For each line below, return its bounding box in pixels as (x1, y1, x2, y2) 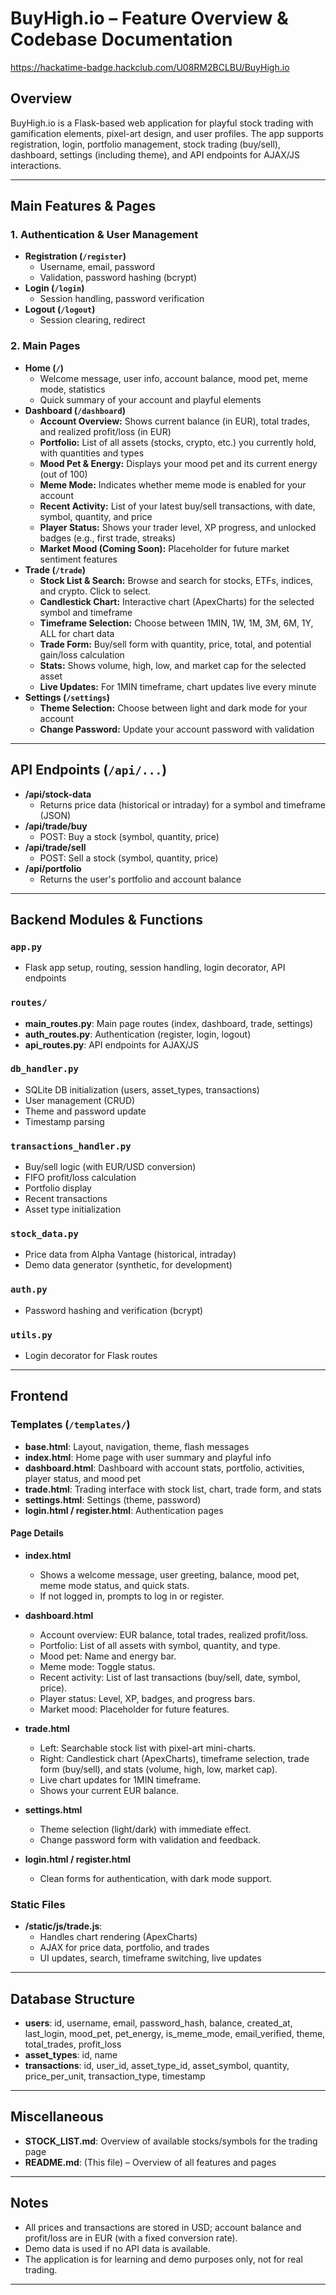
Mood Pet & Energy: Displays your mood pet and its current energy (39, 457, 318, 469)
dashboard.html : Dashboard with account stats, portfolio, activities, (24, 1462, 305, 1474)
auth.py (10, 1284, 48, 1296)
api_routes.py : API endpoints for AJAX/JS (24, 1038, 199, 1051)
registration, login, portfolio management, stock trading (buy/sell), (10, 138, 281, 150)
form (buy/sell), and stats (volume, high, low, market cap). (39, 1763, 278, 1775)
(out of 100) (39, 468, 88, 480)
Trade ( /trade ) (24, 563, 86, 576)
